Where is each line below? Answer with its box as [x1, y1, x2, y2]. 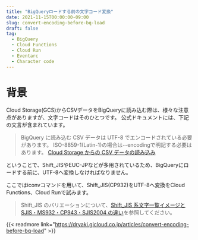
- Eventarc [11, 53, 39, 59]
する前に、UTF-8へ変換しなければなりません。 [16, 169, 131, 176]
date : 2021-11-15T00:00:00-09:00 [6, 14, 89, 20]
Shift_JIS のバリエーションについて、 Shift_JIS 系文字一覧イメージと [20, 201, 186, 209]
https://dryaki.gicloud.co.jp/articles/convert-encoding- [55, 221, 189, 228]
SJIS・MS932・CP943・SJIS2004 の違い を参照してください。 [20, 209, 175, 216]
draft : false [6, 25, 39, 31]
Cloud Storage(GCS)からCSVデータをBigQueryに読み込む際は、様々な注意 [6, 106, 189, 113]
